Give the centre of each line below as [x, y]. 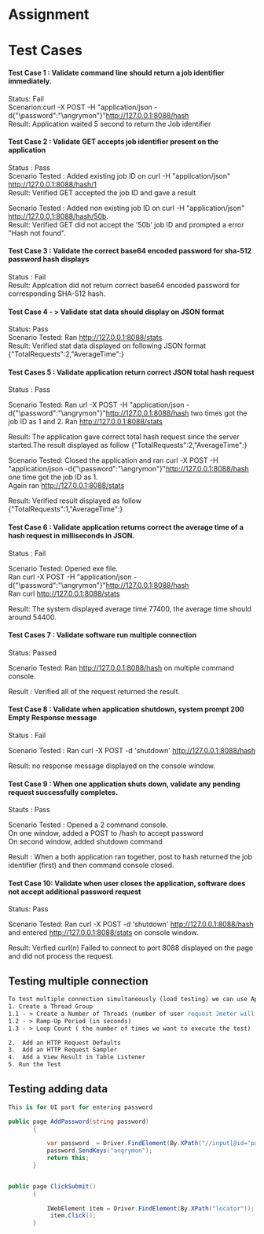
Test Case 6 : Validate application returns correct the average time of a [126, 527]
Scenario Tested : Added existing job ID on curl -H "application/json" [119, 175]
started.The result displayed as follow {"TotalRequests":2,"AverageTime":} [128, 445]
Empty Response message [53, 718]
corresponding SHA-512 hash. [57, 294]
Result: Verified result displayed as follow [75, 501]
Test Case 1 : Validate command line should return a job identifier [116, 72]
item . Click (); [73, 1216]
